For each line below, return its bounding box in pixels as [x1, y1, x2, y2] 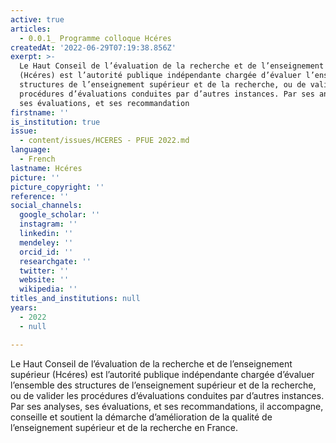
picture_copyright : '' [10, 182, 105, 192]
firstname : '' [10, 107, 70, 118]
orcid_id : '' [19, 247, 74, 257]
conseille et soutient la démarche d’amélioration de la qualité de [10, 411, 273, 423]
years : [10, 303, 38, 313]
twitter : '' [19, 266, 70, 276]
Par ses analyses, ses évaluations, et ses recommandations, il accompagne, [10, 400, 324, 412]
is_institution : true [10, 117, 101, 127]
